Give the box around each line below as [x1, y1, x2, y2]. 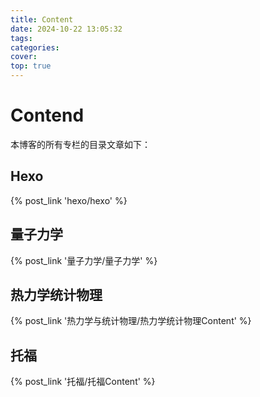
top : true [10, 61, 52, 71]
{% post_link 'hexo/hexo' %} [10, 194, 128, 206]
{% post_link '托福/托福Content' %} [10, 376, 156, 388]
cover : [10, 52, 38, 62]
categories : [10, 42, 60, 53]
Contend [10, 104, 85, 127]
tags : [10, 33, 33, 43]
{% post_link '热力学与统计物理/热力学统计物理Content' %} [10, 315, 252, 327]
